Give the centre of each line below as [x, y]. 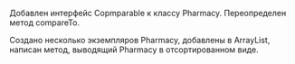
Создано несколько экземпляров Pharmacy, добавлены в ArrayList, [140, 40]
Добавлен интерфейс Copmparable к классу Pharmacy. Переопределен [148, 13]
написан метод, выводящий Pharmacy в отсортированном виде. [134, 50]
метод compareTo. [44, 23]
